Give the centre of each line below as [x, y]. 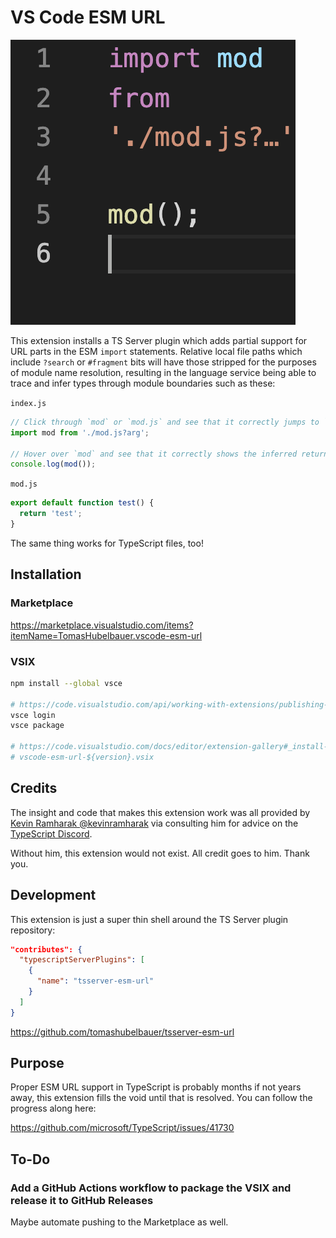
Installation [46, 574]
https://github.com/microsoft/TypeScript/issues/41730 [122, 1128]
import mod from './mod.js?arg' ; [80, 432]
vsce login [33, 715]
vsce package [37, 726]
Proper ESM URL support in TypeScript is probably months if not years [156, 1087]
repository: [33, 930]
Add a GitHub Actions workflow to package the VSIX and [151, 1188]
